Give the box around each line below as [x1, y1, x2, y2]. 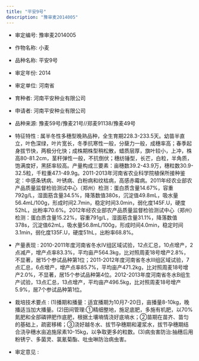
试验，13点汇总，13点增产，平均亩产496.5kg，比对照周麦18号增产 [20, 278, 181, 286]
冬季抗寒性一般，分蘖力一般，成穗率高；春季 [77, 140, 187, 147]
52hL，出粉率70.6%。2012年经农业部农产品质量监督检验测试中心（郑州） [14, 206, 193, 214]
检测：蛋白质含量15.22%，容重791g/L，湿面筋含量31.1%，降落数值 [14, 214, 178, 221]
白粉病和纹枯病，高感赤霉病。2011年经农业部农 [77, 176, 192, 184]
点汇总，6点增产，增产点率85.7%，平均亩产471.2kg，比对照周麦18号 [14, 264, 184, 271]
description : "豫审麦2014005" [6, 14, 78, 20]
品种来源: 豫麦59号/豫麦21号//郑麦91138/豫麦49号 [14, 119, 136, 126]
